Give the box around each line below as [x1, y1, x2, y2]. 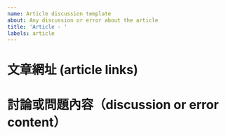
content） [7, 114, 67, 130]
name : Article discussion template [7, 10, 112, 17]
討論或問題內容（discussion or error [7, 97, 219, 113]
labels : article [7, 29, 55, 37]
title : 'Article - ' [7, 23, 68, 30]
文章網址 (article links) [7, 62, 138, 78]
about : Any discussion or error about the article [7, 17, 159, 24]
